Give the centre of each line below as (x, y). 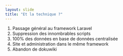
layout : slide (20, 10)
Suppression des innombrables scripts (51, 33)
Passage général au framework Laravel (52, 28)
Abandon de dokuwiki (34, 49)
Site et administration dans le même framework (60, 44)
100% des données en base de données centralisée (65, 39)
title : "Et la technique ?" (34, 14)
